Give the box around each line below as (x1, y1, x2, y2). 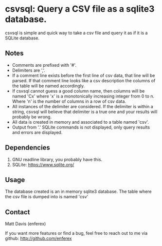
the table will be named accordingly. (12, 83, 85, 89)
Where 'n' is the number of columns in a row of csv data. (12, 98, 126, 104)
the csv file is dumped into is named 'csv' (5, 194, 89, 200)
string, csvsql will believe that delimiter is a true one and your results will (12, 109, 158, 114)
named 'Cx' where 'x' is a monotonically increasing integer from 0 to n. (12, 93, 155, 99)
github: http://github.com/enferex (5, 235, 72, 242)
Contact (5, 208, 30, 216)
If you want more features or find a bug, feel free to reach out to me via (5, 230, 148, 236)
